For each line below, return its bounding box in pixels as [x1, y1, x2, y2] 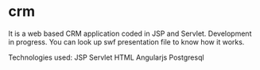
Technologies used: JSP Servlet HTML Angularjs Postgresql [8, 52, 204, 62]
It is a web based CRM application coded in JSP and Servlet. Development [8, 29, 252, 38]
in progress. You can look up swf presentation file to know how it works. [8, 37, 245, 46]
